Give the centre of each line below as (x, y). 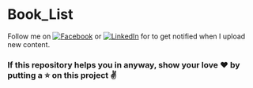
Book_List (40, 15)
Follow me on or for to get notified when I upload (126, 36)
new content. (29, 44)
